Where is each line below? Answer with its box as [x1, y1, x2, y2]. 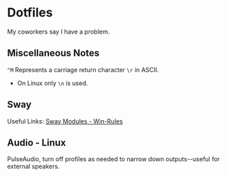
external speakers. [7, 163, 60, 171]
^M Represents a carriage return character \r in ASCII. [7, 65, 160, 73]
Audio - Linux [7, 137, 67, 148]
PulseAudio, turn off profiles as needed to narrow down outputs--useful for [7, 155, 220, 163]
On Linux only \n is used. [17, 79, 88, 87]
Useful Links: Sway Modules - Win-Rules [7, 117, 123, 125]
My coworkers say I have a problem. [7, 27, 110, 36]
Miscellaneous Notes [7, 47, 100, 59]
